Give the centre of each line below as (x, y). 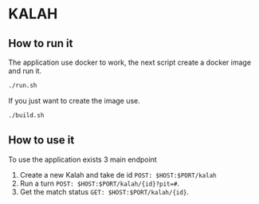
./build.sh (26, 115)
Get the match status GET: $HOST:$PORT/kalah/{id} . (104, 191)
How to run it (41, 43)
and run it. (25, 71)
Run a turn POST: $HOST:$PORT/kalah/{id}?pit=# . (100, 183)
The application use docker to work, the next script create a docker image (130, 62)
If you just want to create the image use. (75, 100)
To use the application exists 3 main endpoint (82, 159)
